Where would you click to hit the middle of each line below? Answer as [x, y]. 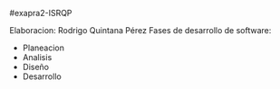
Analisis [37, 57]
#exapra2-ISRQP [41, 13]
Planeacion [43, 48]
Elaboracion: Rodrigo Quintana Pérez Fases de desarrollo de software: [140, 30]
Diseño [36, 67]
